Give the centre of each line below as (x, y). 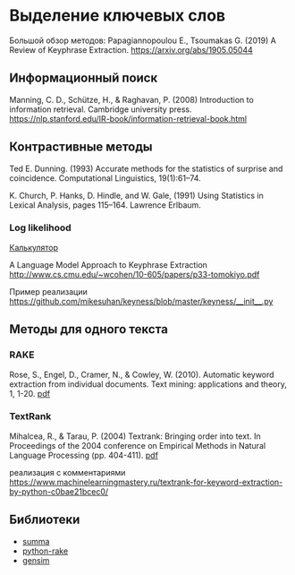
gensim (36, 560)
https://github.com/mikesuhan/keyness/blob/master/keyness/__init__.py (141, 301)
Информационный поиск (84, 78)
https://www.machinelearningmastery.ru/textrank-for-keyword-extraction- (146, 482)
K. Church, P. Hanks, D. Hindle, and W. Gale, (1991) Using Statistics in (136, 195)
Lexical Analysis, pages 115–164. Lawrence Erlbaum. (105, 205)
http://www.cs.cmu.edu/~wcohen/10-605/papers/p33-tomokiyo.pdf (135, 274)
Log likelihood (40, 227)
